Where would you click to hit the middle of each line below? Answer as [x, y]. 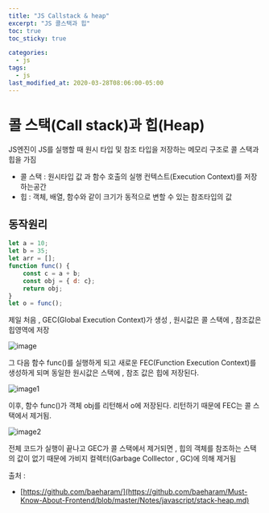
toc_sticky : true [37, 38]
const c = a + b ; [52, 273]
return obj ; [43, 288]
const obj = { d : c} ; [59, 281]
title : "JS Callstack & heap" [59, 16]
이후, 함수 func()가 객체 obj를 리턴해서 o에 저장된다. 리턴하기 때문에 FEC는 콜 [130, 406]
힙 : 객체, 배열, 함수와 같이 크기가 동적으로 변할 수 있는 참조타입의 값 [126, 196]
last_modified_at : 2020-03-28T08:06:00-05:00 [86, 83]
